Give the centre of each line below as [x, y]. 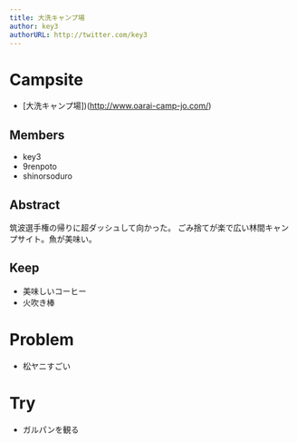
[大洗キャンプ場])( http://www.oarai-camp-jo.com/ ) [117, 106]
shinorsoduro [47, 176]
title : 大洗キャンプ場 [48, 18]
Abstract [35, 205]
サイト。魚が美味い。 [57, 239]
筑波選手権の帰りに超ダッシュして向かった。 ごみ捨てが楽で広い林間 [137, 227]
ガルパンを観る [51, 429]
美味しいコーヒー [54, 290]
